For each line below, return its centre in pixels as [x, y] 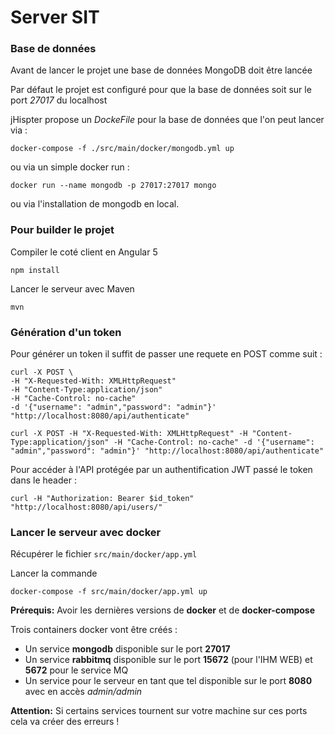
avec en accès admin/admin [83, 692]
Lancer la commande [54, 573]
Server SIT [55, 17]
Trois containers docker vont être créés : [94, 630]
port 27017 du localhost [59, 100]
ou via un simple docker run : [70, 167]
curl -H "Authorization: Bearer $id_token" [102, 499]
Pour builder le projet [62, 230]
